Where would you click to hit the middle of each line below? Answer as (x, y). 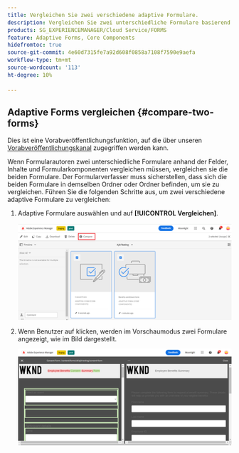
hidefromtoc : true (34, 45)
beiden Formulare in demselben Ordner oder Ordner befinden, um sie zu (113, 184)
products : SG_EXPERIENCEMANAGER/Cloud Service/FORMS (87, 30)
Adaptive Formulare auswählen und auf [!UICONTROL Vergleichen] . (118, 213)
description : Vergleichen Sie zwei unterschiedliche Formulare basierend (119, 22)
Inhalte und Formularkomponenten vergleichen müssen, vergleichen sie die (118, 169)
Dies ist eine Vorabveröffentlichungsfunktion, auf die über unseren (105, 140)
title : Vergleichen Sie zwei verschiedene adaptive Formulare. (103, 15)
